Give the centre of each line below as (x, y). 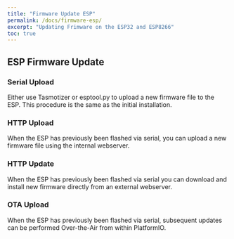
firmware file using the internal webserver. (69, 146)
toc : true (22, 33)
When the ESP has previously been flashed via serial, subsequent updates (115, 220)
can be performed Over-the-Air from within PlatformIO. (87, 227)
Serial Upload (31, 82)
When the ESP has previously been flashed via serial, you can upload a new (117, 138)
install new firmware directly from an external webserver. (90, 186)
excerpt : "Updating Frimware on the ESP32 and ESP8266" (91, 27)
